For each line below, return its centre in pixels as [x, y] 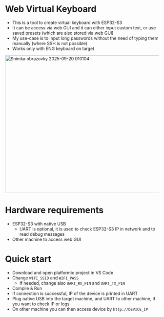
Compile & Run [27, 288]
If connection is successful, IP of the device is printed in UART [75, 293]
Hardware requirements [54, 210]
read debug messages [42, 234]
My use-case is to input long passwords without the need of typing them [85, 38]
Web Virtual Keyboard [51, 9]
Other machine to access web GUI [47, 239]
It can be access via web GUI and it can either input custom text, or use [84, 27]
